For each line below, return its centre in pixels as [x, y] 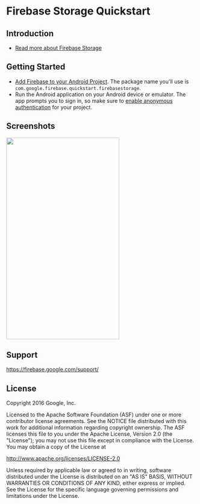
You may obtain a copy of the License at [56, 447]
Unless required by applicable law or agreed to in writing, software [89, 470]
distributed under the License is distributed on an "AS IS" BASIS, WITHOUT [99, 477]
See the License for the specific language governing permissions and [92, 489]
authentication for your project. [53, 107]
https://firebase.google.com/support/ [53, 369]
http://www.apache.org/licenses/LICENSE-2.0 [63, 459]
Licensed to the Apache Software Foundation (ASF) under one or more [94, 415]
